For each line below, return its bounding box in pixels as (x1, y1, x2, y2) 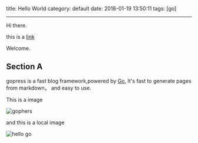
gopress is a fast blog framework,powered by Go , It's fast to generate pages (6, 77, 192, 84)
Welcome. (6, 45, 31, 52)
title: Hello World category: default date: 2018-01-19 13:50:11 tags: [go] (6, 5, 177, 12)
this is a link (6, 34, 35, 40)
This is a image (6, 96, 43, 103)
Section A (6, 62, 43, 72)
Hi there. (6, 22, 27, 29)
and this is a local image (6, 119, 65, 126)
